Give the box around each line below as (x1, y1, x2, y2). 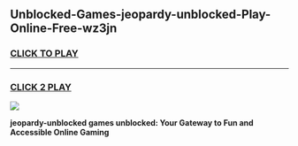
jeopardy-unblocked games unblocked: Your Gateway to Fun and (10, 117, 255, 127)
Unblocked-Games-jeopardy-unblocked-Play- (10, 7, 271, 22)
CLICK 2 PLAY (10, 81, 72, 93)
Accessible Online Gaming (10, 127, 110, 137)
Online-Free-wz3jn (10, 21, 118, 36)
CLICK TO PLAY (10, 48, 79, 60)
